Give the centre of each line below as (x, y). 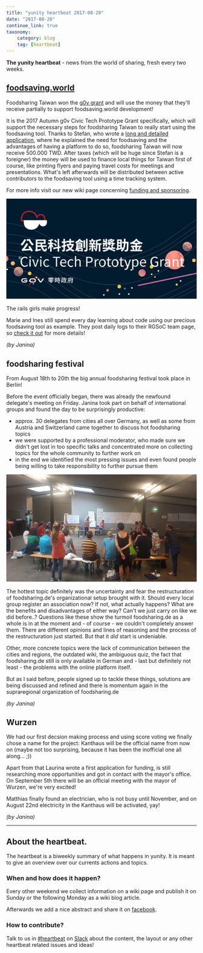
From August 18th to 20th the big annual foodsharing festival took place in (98, 378)
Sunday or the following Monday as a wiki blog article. (73, 898)
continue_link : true (32, 25)
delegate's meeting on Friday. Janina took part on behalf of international (96, 403)
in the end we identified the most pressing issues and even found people (105, 460)
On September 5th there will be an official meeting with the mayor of (91, 781)
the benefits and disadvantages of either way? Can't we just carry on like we (101, 610)
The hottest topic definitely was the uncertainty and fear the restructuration (100, 591)
